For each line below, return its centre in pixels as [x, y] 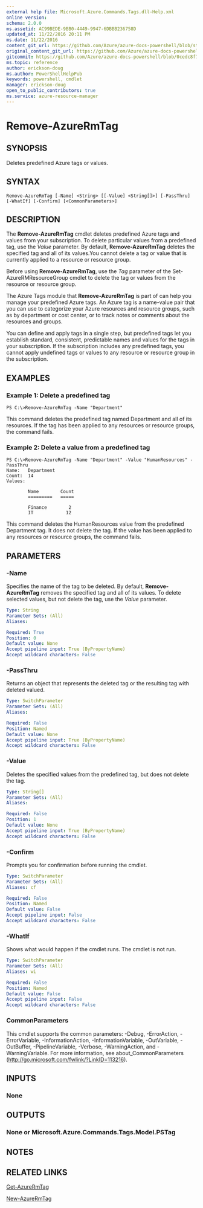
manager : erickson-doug [36, 85]
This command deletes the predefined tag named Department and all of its [99, 419]
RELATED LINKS [37, 1172]
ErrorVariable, [24, 1040]
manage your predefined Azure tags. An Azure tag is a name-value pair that [101, 302]
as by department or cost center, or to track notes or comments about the [98, 315]
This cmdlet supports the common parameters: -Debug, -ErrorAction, [93, 1033]
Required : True [25, 632]
